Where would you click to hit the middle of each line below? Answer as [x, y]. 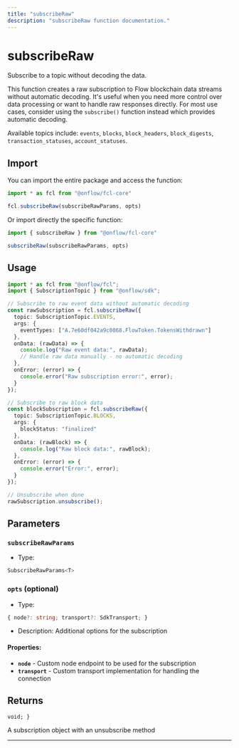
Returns [26, 701]
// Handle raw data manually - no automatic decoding [101, 357]
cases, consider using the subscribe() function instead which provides [111, 112]
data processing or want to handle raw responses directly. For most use [113, 105]
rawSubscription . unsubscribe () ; [55, 501]
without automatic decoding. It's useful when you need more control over [115, 97]
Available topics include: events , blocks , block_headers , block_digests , [111, 133]
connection [34, 678]
